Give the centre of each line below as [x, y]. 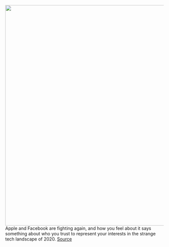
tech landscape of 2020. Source [38, 239]
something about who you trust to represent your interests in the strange [80, 234]
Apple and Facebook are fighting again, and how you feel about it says [78, 228]
